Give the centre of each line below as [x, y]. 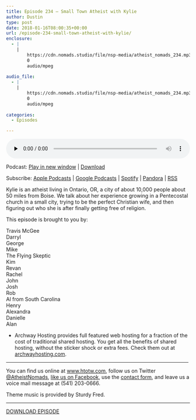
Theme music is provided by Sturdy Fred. [56, 395]
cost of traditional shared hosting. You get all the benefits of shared [95, 342]
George [15, 243]
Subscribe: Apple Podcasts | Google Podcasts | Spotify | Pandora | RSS [92, 178]
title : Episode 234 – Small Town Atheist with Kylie [71, 11]
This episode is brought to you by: [47, 219]
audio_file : [20, 77]
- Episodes [24, 121]
